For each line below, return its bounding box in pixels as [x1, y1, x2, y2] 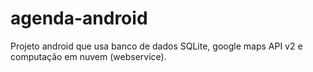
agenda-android [10, 7, 148, 30]
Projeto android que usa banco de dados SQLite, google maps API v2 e [10, 40, 303, 52]
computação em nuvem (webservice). [10, 50, 167, 62]
